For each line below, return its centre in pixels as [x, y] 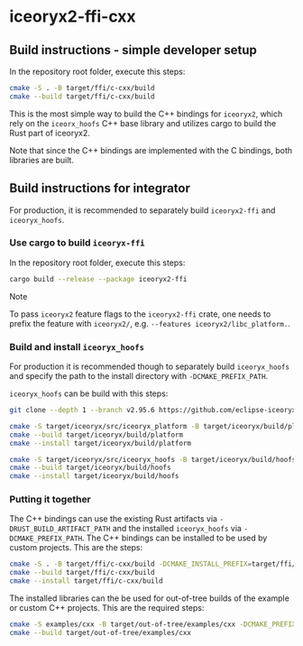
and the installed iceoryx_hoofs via [177, 529]
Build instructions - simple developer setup [133, 50]
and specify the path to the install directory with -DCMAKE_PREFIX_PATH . [139, 376]
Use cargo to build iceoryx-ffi [77, 243]
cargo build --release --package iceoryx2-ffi [98, 279]
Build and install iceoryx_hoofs [77, 346]
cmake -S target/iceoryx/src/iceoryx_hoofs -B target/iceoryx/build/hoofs [153, 459]
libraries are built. [42, 160]
